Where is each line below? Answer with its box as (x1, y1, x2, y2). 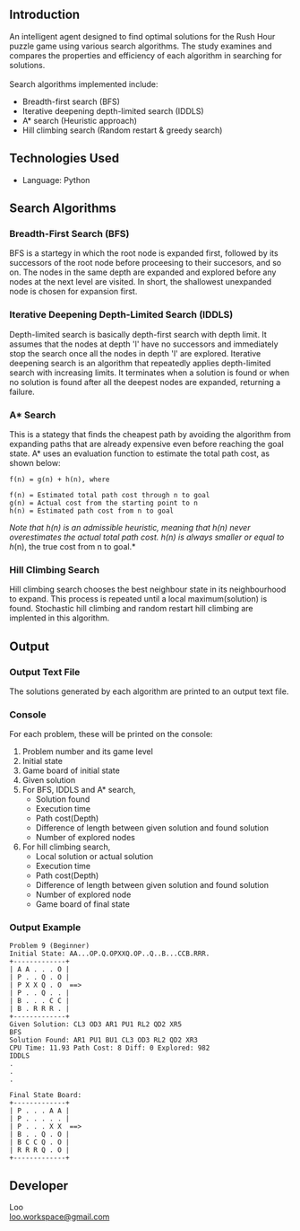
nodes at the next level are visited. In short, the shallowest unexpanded (9, 277, 272, 287)
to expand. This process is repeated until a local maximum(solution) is (9, 594, 268, 604)
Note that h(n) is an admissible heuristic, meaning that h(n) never (9, 522, 251, 532)
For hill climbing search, (21, 841, 111, 852)
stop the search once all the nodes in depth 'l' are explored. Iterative (9, 347, 261, 358)
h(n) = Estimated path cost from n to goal (9, 506, 175, 515)
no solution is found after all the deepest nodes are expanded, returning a (9, 376, 281, 387)
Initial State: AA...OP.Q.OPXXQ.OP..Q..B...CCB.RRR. (9, 949, 210, 959)
